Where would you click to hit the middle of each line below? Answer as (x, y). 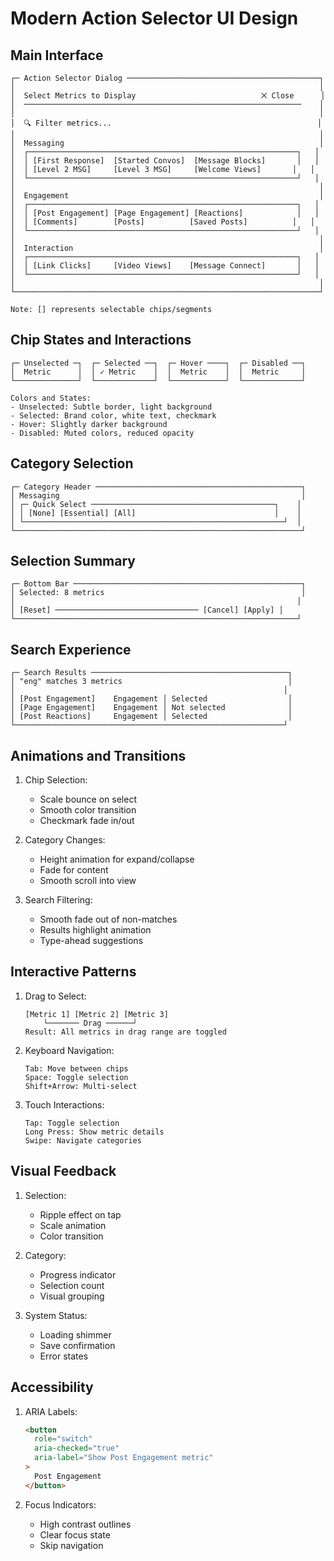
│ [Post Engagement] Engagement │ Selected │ (151, 699)
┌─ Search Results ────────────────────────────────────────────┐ (151, 673)
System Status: (56, 1315)
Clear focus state (75, 1534)
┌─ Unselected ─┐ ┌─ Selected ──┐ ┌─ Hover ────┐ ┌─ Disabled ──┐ (158, 363)
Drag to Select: (55, 996)
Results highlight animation (95, 930)
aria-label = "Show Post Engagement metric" (124, 1458)
